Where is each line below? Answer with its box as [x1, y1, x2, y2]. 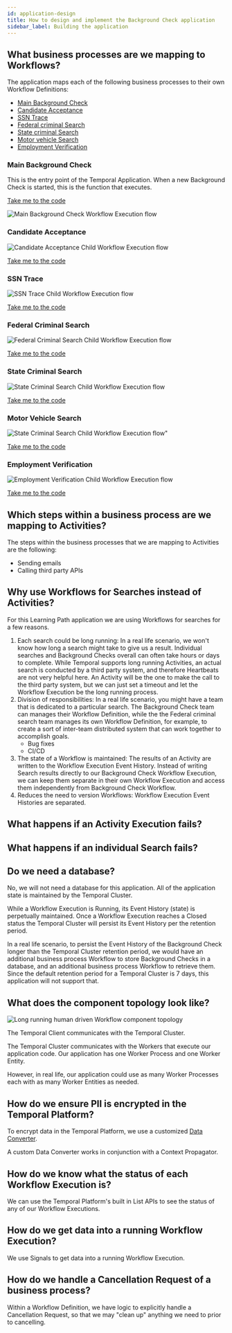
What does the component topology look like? [7, 997, 210, 1009]
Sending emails [17, 559, 62, 567]
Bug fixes [27, 739, 55, 748]
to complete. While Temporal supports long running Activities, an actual [17, 658, 222, 666]
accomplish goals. [17, 732, 70, 740]
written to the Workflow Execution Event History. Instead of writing [17, 761, 208, 770]
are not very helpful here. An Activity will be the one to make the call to [17, 673, 220, 681]
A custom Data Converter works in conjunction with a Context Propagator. [7, 1148, 219, 1156]
